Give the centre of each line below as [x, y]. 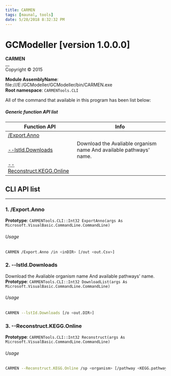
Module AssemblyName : [32, 79]
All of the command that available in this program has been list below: [78, 100]
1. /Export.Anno [25, 209]
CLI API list [23, 189]
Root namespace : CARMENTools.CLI [42, 90]
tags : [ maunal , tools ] [29, 15]
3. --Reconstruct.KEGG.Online [44, 326]
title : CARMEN [20, 10]
